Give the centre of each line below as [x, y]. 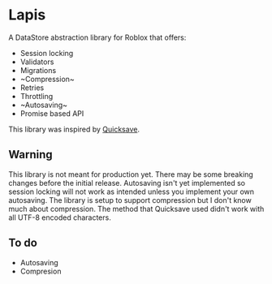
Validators [37, 62]
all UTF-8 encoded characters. [60, 217]
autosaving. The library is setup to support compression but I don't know [130, 200]
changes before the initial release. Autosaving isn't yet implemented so [127, 183]
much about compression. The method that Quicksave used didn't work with [136, 209]
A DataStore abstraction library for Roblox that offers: [97, 37]
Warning [30, 155]
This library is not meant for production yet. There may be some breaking [131, 174]
